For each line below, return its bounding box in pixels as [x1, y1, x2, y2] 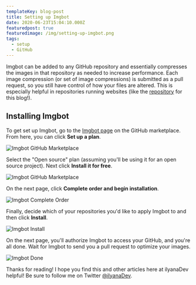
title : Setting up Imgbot [6, 14, 69, 20]
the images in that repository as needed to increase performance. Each [6, 69, 178, 76]
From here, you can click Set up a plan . [6, 133, 101, 140]
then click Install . [6, 214, 48, 221]
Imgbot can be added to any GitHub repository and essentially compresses [6, 63, 188, 70]
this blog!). [6, 94, 32, 101]
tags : [6, 36, 19, 42]
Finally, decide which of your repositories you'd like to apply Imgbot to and [6, 207, 187, 214]
